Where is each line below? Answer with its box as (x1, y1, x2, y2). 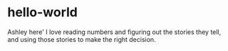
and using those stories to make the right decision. (7, 35, 156, 43)
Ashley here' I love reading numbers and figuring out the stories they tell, (7, 28, 222, 36)
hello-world (7, 4, 78, 21)
